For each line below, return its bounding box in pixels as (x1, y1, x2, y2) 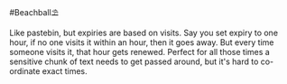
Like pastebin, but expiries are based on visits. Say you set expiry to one (9, 27, 278, 38)
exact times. (42, 66, 88, 76)
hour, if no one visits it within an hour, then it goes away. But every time (9, 37, 274, 48)
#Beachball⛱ (9, 7, 59, 17)
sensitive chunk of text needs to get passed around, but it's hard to (9, 56, 259, 67)
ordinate (9, 66, 41, 76)
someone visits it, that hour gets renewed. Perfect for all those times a (9, 47, 271, 57)
